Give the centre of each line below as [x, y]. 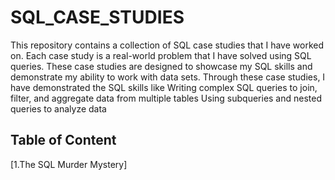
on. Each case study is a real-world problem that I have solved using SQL [161, 55]
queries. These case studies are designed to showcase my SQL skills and [161, 66]
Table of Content [63, 140]
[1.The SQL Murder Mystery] [69, 164]
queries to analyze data [58, 108]
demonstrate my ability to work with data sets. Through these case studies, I [168, 77]
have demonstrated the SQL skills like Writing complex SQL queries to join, [164, 87]
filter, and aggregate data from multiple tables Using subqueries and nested [166, 98]
